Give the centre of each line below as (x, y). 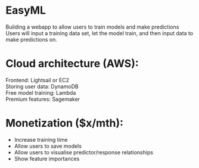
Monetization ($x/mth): (64, 123)
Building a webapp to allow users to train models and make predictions (92, 27)
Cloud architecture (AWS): (72, 64)
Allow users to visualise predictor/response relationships (83, 152)
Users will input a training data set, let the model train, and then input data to (99, 33)
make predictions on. (31, 39)
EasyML (26, 10)
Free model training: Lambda (41, 92)
